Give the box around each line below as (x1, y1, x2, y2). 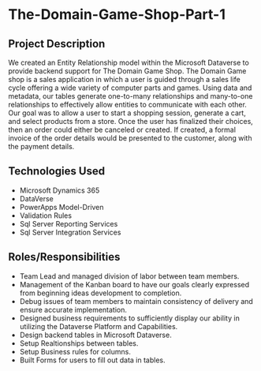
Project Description (8, 37, 106, 51)
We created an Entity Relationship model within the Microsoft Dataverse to (8, 58, 250, 67)
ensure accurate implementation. (19, 305, 128, 314)
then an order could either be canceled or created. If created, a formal (8, 125, 237, 134)
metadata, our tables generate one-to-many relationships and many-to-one (8, 92, 253, 100)
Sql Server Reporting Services (19, 219, 118, 228)
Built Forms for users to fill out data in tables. (19, 355, 166, 365)
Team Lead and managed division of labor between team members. (19, 271, 240, 281)
